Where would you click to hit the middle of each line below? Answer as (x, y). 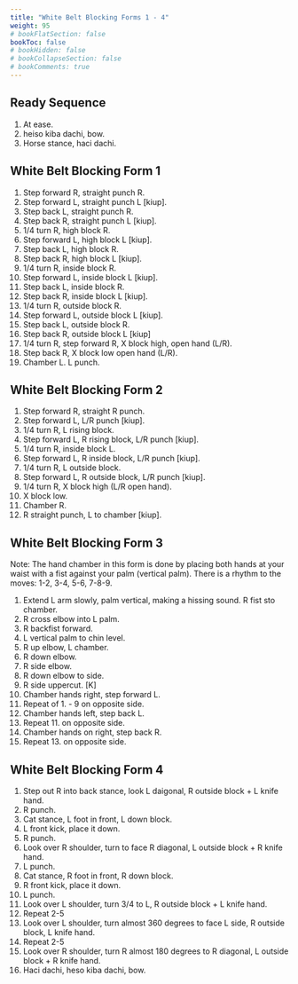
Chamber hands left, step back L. (84, 713)
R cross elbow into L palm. (71, 619)
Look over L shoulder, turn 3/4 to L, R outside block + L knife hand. (145, 904)
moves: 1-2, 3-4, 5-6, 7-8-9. (62, 583)
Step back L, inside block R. (74, 287)
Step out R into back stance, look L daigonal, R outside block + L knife (150, 791)
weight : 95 (30, 26)
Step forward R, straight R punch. (84, 411)
